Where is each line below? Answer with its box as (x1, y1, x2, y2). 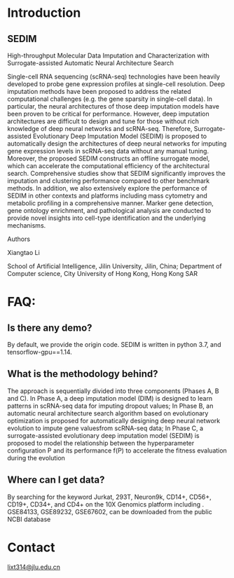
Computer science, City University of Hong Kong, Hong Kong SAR (7, 270, 198, 277)
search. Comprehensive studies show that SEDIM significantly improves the (7, 170, 226, 177)
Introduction (7, 5, 81, 21)
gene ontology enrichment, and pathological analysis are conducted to (7, 207, 212, 214)
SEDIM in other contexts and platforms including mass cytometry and (7, 191, 208, 200)
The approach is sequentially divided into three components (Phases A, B (7, 387, 219, 395)
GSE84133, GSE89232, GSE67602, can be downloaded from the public (7, 507, 212, 516)
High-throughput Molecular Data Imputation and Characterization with (7, 51, 210, 60)
